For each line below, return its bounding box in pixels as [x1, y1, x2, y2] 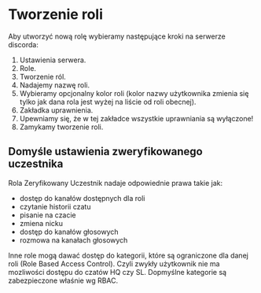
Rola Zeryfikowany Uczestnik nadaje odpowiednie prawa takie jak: [8, 178, 223, 187]
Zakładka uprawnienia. [19, 105, 94, 115]
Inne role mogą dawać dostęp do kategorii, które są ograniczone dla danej [8, 250, 249, 260]
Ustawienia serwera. [19, 55, 86, 65]
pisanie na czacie [19, 210, 76, 220]
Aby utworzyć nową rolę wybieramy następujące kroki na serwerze [8, 32, 226, 41]
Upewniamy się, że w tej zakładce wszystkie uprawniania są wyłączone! [19, 113, 254, 123]
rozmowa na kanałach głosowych [19, 235, 128, 245]
